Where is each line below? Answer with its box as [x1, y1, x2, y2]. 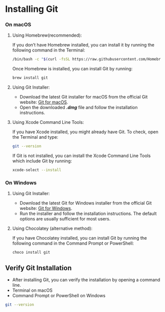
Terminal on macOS [12, 287, 53, 293]
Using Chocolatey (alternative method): [12, 225, 93, 231]
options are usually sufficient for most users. [19, 216, 111, 222]
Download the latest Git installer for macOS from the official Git [19, 94, 148, 100]
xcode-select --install [12, 167, 62, 173]
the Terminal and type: [12, 134, 58, 140]
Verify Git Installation [5, 263, 72, 272]
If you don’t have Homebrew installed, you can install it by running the [12, 42, 155, 48]
